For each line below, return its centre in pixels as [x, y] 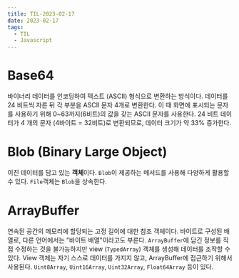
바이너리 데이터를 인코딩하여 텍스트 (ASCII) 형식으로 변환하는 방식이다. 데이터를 [118, 96]
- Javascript [33, 41]
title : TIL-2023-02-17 [41, 14]
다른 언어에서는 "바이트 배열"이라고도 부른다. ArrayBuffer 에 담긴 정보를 [122, 240]
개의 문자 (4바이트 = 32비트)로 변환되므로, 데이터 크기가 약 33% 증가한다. [129, 123]
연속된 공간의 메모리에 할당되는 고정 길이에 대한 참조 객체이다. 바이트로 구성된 [115, 231]
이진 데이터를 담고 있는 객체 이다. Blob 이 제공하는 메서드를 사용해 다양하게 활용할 [118, 172]
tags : [15, 27]
